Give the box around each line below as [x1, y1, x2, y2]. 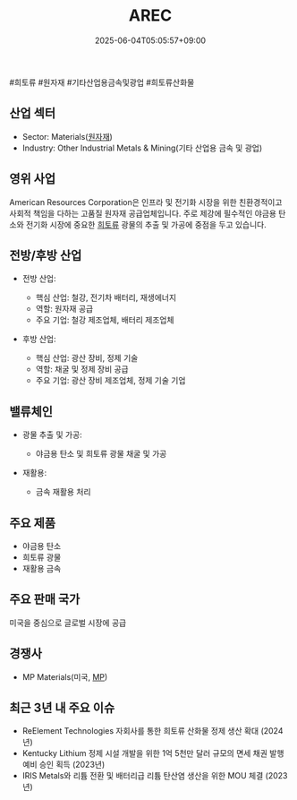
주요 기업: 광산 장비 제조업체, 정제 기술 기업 [35, 375, 186, 386]
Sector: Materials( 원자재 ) [21, 131, 114, 142]
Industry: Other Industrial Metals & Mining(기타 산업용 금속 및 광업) [21, 142, 263, 153]
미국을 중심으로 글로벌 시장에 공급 [9, 617, 127, 628]
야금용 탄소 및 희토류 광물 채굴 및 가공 [35, 449, 167, 460]
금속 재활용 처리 [35, 486, 91, 497]
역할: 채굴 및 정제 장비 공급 [35, 364, 129, 374]
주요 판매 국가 [9, 592, 81, 607]
